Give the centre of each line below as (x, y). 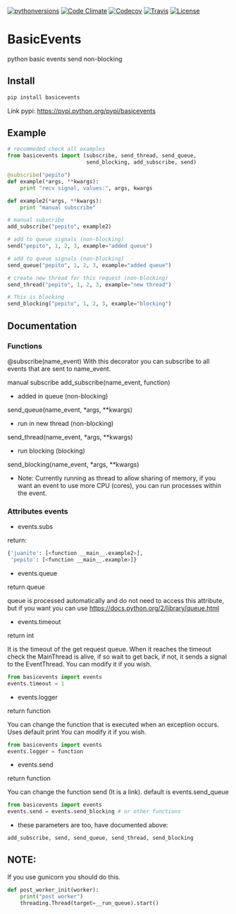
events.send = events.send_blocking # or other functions (94, 812)
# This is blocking (36, 297)
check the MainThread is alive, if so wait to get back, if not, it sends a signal (117, 657)
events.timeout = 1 (36, 683)
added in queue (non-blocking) (63, 396)
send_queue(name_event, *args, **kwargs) (70, 410)
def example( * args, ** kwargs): (53, 181)
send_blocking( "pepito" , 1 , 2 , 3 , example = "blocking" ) (89, 304)
